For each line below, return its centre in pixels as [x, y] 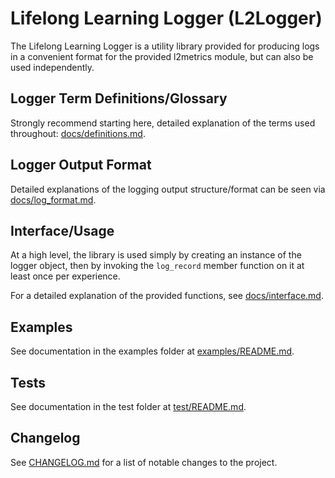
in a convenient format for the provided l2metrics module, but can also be [162, 56]
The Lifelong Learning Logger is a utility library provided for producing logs [165, 46]
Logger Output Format [81, 165]
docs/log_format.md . [53, 199]
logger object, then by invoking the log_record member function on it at [157, 266]
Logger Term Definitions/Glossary [119, 98]
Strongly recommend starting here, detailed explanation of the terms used [163, 123]
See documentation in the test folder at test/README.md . [128, 406]
